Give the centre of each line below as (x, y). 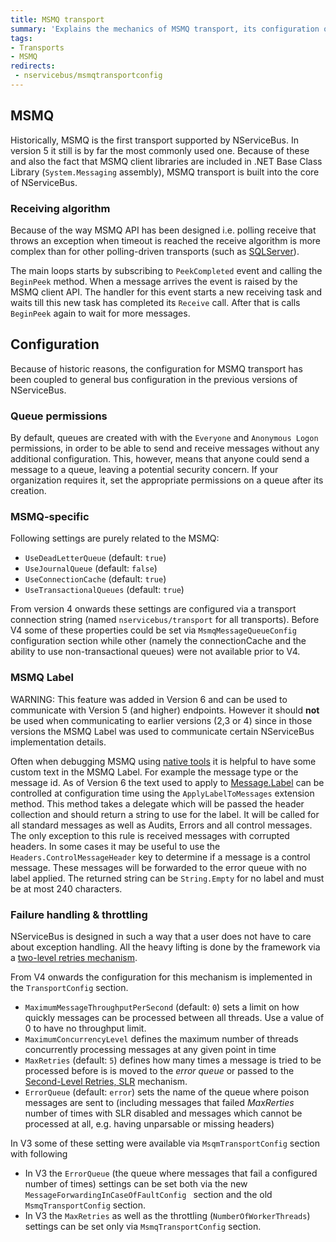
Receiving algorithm (60, 208)
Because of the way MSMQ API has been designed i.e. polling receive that (163, 230)
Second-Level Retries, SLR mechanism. (106, 1081)
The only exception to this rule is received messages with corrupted (150, 835)
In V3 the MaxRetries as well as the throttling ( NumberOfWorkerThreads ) (167, 1215)
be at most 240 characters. (66, 888)
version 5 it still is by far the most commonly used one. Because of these (160, 150)
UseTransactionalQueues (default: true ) (104, 590)
